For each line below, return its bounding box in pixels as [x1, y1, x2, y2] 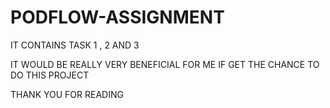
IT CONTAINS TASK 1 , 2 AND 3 [10, 39, 140, 51]
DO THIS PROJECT [10, 69, 90, 81]
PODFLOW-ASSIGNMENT [10, 6, 225, 29]
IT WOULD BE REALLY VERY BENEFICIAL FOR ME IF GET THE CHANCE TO [10, 58, 320, 70]
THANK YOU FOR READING [10, 88, 124, 100]
